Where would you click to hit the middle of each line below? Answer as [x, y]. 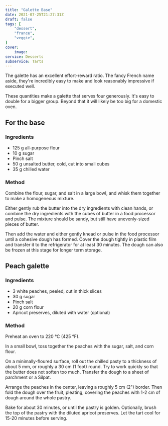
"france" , [25, 33]
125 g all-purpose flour [36, 148]
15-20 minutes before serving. [36, 418]
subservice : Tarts [24, 61]
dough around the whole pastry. [38, 398]
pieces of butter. [22, 224]
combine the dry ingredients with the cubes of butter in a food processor [80, 214]
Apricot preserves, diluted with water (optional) [61, 312]
